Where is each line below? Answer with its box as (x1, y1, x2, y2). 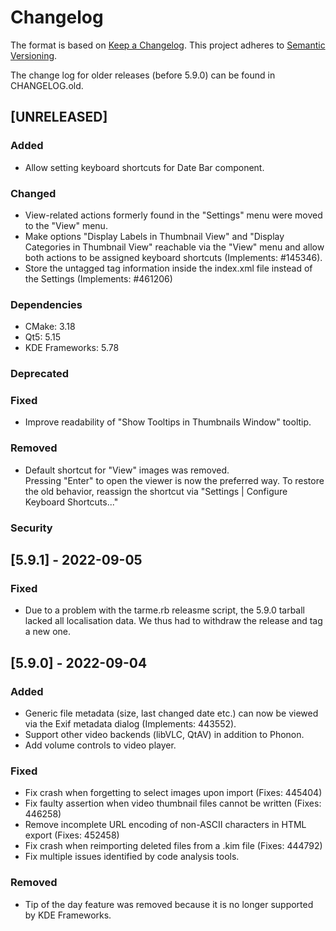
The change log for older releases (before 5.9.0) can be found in (10, 69, 276, 81)
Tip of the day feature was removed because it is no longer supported (24, 898, 314, 910)
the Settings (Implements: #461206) (24, 272, 173, 285)
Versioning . (10, 49, 58, 61)
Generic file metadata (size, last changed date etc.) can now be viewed (24, 707, 319, 720)
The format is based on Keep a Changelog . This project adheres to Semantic (10, 39, 326, 51)
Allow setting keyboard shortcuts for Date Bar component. (24, 161, 265, 173)
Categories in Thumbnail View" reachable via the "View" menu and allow (24, 241, 325, 253)
